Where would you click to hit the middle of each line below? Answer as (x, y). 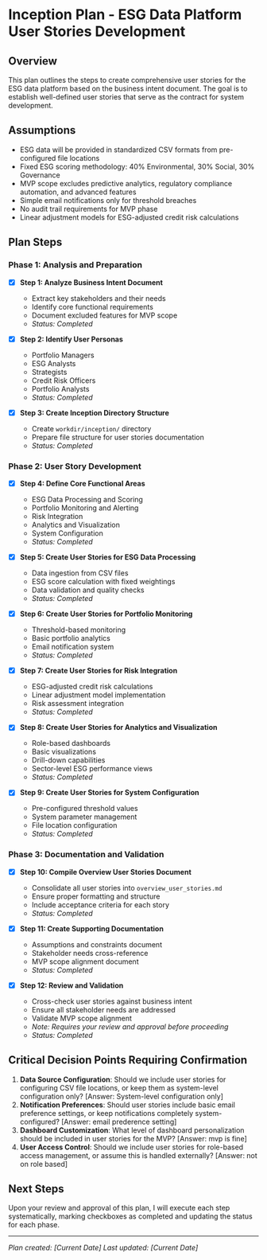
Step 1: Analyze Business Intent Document (91, 282)
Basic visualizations (64, 752)
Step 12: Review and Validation (72, 985)
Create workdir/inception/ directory (91, 428)
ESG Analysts (54, 363)
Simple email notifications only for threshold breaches (108, 200)
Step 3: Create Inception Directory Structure (94, 412)
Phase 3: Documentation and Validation (86, 855)
